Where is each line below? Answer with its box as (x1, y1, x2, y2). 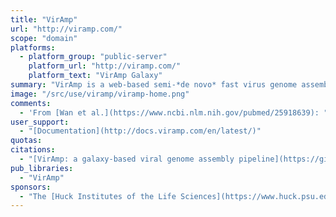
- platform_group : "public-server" (19, 52, 168, 62)
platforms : (10, 42, 56, 53)
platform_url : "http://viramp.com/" (28, 61, 182, 71)
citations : (10, 145, 56, 155)
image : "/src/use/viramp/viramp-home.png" (10, 89, 190, 99)
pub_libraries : (10, 163, 74, 173)
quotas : (10, 136, 43, 146)
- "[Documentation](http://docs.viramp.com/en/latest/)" (19, 126, 262, 136)
